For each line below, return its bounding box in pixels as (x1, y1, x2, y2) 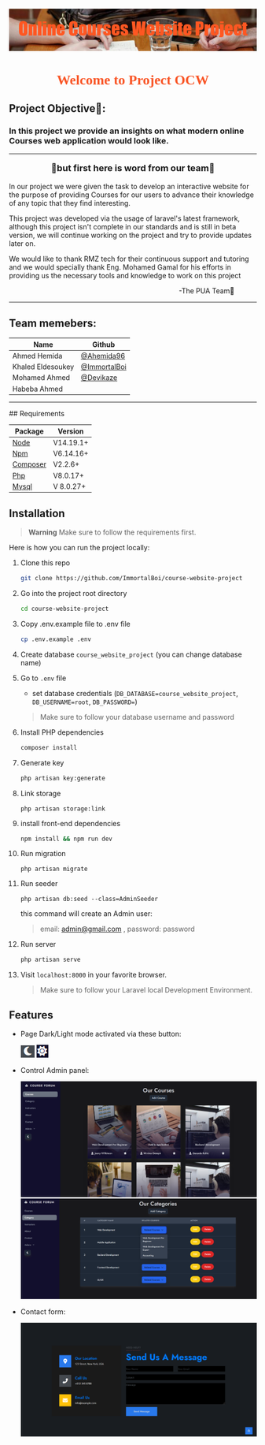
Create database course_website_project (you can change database (20, 650, 242, 659)
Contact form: (20, 1306, 66, 1317)
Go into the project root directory (20, 589, 127, 598)
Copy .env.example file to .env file (20, 619, 131, 628)
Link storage (20, 788, 61, 798)
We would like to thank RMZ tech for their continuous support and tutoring (9, 254, 250, 264)
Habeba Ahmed (12, 384, 64, 393)
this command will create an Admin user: (20, 909, 153, 918)
